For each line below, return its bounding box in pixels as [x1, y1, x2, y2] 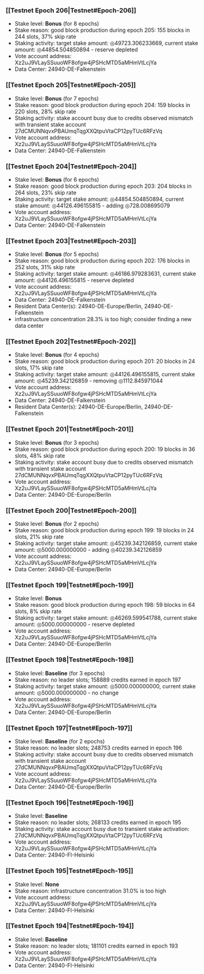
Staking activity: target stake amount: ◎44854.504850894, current [14, 195, 184, 203]
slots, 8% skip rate [14, 608, 62, 615]
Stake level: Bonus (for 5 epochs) [14, 251, 99, 258]
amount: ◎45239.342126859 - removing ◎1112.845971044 [14, 377, 163, 385]
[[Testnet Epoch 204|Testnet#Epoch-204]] [5, 162, 137, 171]
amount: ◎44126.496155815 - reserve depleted [14, 277, 134, 284]
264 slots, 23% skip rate [14, 188, 77, 196]
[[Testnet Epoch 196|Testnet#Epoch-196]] [5, 798, 134, 807]
